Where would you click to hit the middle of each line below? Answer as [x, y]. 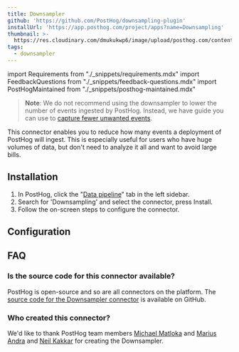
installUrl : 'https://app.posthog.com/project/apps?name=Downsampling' [116, 27]
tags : [15, 47]
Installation [33, 177]
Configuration [39, 232]
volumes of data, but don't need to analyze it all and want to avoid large [112, 147]
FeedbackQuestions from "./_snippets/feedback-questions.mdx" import [112, 81]
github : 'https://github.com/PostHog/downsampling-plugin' [97, 21]
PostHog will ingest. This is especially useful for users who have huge [110, 139]
